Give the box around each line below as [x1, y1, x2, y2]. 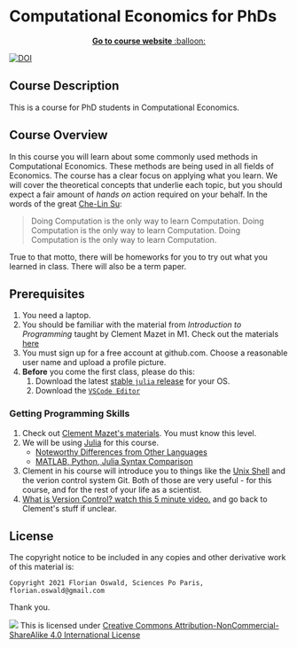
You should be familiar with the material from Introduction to [21, 319, 242, 330]
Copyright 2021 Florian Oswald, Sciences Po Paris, [9, 579, 204, 588]
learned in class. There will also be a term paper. [9, 261, 187, 271]
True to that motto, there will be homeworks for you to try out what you [9, 251, 269, 262]
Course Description [9, 78, 120, 94]
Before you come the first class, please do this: [21, 366, 195, 378]
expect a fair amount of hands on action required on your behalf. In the [9, 189, 269, 199]
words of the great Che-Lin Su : [9, 198, 122, 209]
